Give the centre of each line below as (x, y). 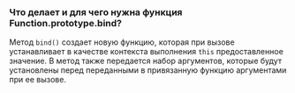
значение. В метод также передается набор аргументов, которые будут (146, 61)
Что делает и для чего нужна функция (96, 12)
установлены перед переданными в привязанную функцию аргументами (148, 70)
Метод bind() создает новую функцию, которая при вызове (122, 42)
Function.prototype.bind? (65, 23)
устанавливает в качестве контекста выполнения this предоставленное (147, 52)
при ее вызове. (38, 80)
